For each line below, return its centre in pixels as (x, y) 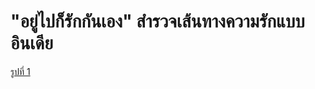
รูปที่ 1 (20, 71)
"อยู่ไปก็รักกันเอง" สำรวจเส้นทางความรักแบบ (157, 21)
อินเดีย (32, 43)
